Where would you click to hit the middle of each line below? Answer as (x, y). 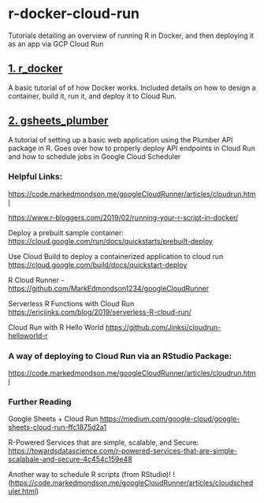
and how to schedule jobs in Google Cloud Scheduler (95, 156)
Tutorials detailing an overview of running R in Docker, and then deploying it (131, 35)
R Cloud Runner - (36, 279)
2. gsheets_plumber (58, 121)
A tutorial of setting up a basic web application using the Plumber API (121, 139)
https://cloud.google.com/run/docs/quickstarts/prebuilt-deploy (110, 241)
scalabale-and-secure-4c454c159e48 (70, 459)
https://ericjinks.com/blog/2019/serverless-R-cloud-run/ (100, 312)
